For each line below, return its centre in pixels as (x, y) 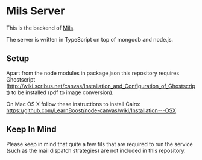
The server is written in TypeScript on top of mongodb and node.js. (90, 39)
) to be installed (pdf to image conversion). (61, 92)
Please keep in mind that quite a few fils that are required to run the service (99, 144)
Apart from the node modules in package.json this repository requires (93, 73)
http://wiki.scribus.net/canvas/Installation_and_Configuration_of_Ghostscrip (102, 86)
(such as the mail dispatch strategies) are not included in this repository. (96, 150)
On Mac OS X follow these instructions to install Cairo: (73, 104)
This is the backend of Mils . (40, 28)
